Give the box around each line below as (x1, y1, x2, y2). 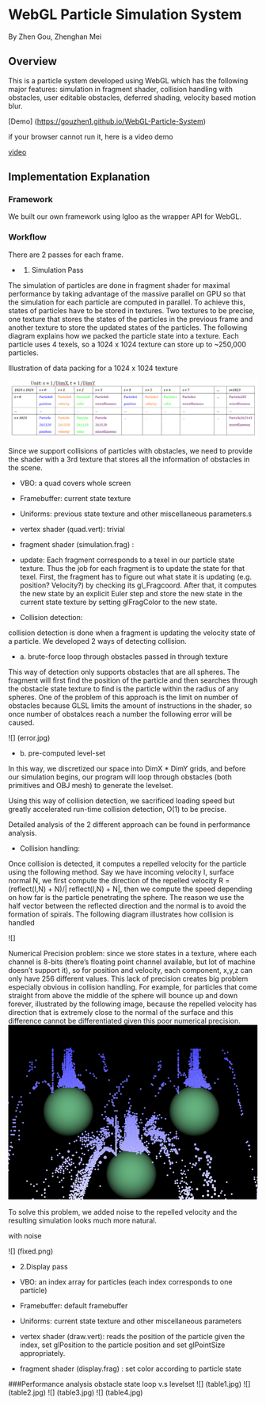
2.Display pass (19, 1262, 69, 1272)
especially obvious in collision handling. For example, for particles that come (8, 982, 257, 992)
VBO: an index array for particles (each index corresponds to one (19, 1277, 233, 1287)
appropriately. (19, 1349, 66, 1358)
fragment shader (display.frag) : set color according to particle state (19, 1364, 241, 1373)
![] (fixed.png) (8, 1246, 54, 1256)
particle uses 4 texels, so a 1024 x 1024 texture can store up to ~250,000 (8, 339, 247, 349)
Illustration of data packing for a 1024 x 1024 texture (8, 363, 178, 373)
